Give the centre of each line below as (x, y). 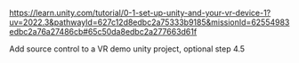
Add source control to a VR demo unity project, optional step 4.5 (127, 49)
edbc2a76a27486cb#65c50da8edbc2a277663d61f (103, 31)
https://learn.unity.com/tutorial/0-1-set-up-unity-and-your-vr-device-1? (140, 13)
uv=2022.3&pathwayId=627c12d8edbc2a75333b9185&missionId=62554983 (149, 22)
